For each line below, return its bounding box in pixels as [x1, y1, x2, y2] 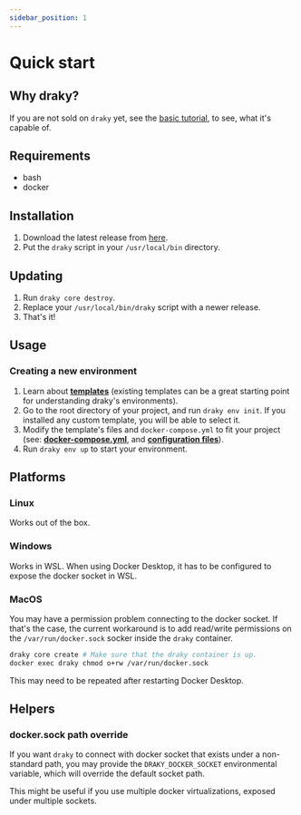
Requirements [9, 149, 91, 164]
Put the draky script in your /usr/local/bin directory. [22, 242, 220, 253]
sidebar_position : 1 [9, 13, 88, 23]
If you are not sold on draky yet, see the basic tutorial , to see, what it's [9, 112, 272, 123]
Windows [9, 540, 53, 553]
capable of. [9, 121, 52, 132]
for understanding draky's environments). [22, 395, 179, 406]
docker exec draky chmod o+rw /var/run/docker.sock [9, 658, 209, 667]
